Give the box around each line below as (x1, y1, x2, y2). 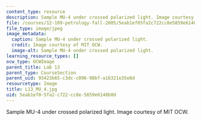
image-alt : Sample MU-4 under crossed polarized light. (11, 48, 154, 54)
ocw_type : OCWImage (6, 58, 55, 64)
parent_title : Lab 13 (6, 64, 60, 70)
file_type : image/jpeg (6, 25, 63, 32)
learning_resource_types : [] (6, 53, 79, 59)
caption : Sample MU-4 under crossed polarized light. (11, 36, 148, 42)
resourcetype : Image (6, 81, 58, 87)
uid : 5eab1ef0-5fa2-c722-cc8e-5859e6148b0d (6, 92, 117, 98)
